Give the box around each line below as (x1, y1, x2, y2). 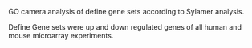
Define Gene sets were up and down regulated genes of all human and (8, 22, 242, 31)
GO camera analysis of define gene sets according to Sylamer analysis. (8, 7, 245, 16)
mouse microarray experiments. (8, 31, 114, 40)
